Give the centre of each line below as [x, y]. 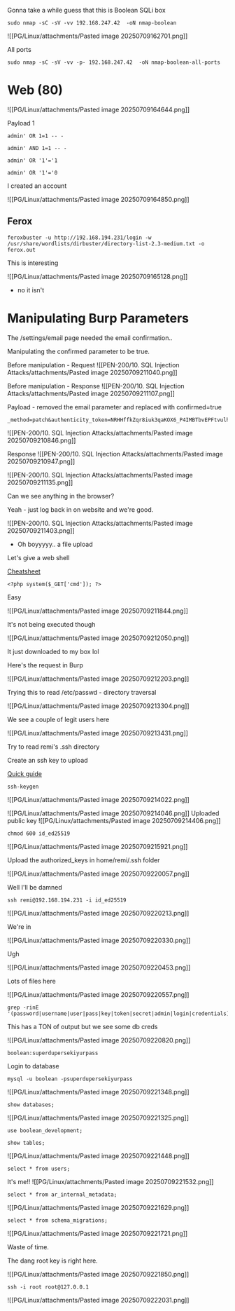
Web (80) [35, 90]
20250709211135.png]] [40, 482]
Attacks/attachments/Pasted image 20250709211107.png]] [91, 393]
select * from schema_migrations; [58, 1220]
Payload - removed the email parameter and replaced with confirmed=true [115, 407]
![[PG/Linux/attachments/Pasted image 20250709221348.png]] [99, 1092]
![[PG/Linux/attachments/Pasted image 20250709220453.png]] [99, 967]
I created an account [37, 186]
